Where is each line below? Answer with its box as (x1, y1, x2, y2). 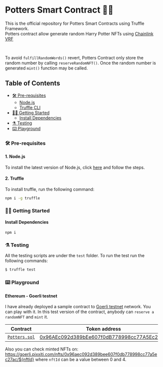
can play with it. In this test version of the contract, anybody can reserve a (5, 309, 154, 315)
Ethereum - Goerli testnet (5, 293, 57, 298)
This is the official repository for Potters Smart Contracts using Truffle (5, 20, 145, 26)
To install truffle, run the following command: (5, 187, 95, 192)
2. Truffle (5, 175, 24, 181)
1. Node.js (5, 154, 26, 159)
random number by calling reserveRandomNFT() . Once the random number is (5, 60, 156, 66)
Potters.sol (7, 334, 35, 340)
